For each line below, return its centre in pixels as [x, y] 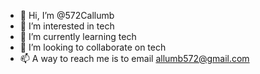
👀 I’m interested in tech [67, 26]
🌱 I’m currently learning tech [78, 36]
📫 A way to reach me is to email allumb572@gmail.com [134, 58]
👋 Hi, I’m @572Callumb [67, 15]
